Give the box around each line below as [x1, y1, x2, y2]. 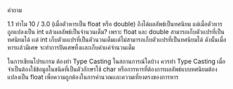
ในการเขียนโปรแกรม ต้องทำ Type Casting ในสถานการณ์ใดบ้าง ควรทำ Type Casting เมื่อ [7, 57, 226, 65]
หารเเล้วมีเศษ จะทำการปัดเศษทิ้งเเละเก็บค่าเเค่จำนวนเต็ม [7, 43, 135, 51]
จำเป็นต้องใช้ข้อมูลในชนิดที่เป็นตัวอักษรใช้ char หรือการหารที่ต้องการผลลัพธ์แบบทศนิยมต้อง [7, 65, 218, 73]
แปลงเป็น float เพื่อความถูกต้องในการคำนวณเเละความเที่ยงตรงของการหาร [7, 73, 179, 81]
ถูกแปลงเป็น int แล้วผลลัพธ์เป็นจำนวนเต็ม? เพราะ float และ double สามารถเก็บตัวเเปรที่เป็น [7, 28, 225, 35]
